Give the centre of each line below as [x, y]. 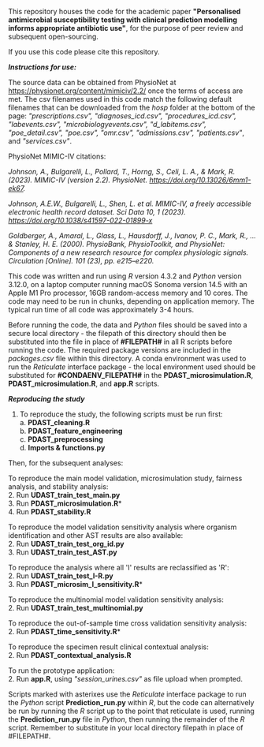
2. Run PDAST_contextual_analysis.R [70, 655]
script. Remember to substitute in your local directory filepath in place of [126, 728]
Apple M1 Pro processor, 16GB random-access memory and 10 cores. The [128, 293]
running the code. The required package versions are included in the [119, 350]
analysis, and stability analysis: [58, 487]
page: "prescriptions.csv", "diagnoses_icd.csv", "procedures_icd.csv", [122, 116]
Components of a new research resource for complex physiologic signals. [128, 252]
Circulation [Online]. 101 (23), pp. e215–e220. [81, 261]
